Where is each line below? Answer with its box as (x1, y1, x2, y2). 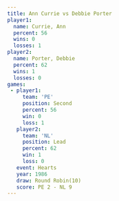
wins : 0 (13, 36, 36, 43)
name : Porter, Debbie (13, 55, 76, 62)
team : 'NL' (22, 132, 54, 139)
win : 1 (22, 151, 41, 159)
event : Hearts (16, 164, 57, 171)
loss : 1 (22, 119, 45, 126)
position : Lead (22, 139, 67, 146)
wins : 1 (13, 68, 36, 75)
